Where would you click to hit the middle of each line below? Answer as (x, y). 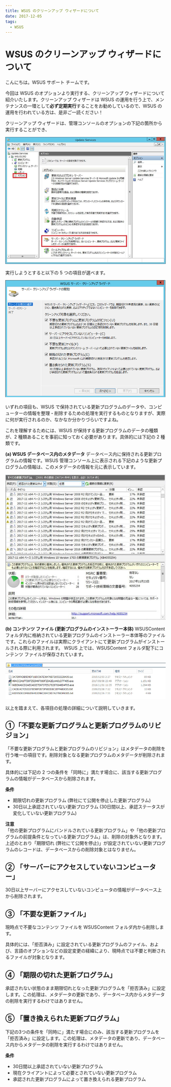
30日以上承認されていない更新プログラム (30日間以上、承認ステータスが (89, 806)
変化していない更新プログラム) (45, 813)
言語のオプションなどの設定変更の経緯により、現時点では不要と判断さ (88, 951)
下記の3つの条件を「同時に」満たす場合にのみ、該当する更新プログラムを (82, 1032)
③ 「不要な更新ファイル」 (48, 914)
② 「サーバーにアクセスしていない (61, 867)
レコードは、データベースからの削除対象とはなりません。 (79, 849)
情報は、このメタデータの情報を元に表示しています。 (83, 467)
